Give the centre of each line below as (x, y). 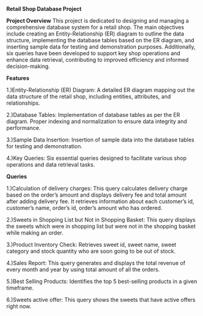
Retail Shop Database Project (44, 9)
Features (18, 78)
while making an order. (35, 233)
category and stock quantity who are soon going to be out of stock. (91, 251)
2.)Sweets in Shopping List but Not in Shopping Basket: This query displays (101, 220)
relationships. (23, 103)
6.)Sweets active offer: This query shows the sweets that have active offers (101, 300)
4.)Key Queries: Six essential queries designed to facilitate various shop (97, 158)
